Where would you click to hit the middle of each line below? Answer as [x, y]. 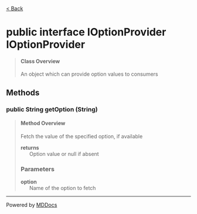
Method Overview [43, 123]
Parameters [37, 169]
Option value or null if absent [64, 154]
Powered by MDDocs [32, 205]
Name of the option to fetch [62, 188]
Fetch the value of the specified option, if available [81, 136]
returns [30, 147]
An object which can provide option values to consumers [89, 74]
